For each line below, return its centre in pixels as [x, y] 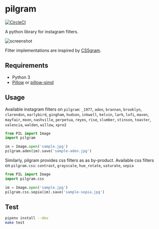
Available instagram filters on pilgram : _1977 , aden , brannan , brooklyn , [73, 109]
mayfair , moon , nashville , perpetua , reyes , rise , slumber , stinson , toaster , [78, 119]
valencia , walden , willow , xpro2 [36, 125]
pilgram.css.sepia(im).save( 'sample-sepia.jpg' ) [55, 192]
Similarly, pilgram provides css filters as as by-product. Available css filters [79, 160]
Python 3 [21, 77]
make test [15, 223]
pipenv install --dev [27, 218]
